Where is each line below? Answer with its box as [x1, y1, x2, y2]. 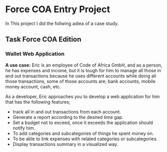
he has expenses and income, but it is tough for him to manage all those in [5, 67, 161, 73]
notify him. [12, 125, 36, 131]
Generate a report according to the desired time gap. [12, 114, 124, 120]
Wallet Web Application [5, 50, 65, 57]
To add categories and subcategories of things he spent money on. [12, 130, 154, 136]
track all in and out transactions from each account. [12, 108, 121, 115]
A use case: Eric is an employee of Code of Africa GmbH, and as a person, [5, 62, 162, 68]
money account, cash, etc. [5, 83, 61, 89]
